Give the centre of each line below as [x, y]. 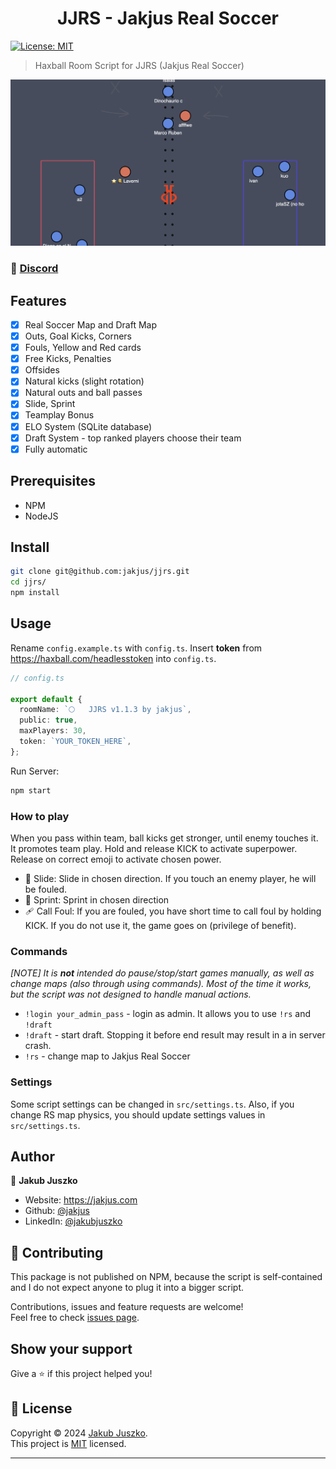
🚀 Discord [34, 269]
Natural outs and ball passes [83, 393]
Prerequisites [53, 481]
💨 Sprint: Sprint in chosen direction [97, 899]
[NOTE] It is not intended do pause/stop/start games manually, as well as [162, 973]
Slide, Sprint [50, 404]
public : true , [48, 720]
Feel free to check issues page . [75, 1318]
